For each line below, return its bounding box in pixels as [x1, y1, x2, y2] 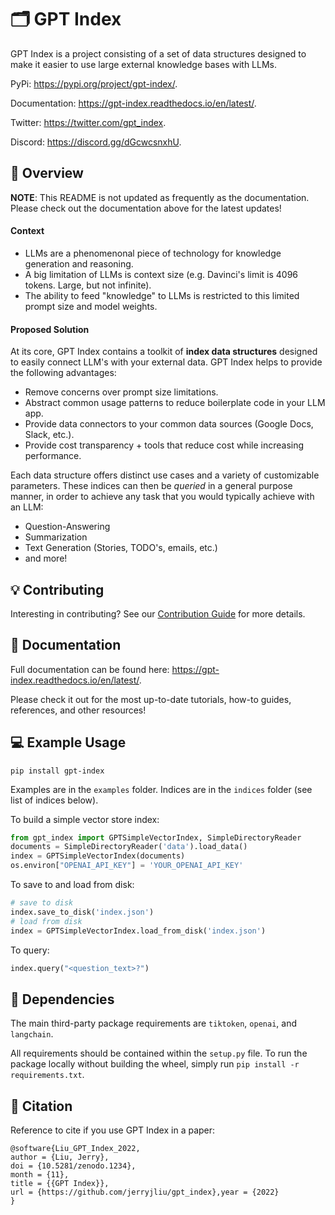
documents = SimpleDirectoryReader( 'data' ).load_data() [10, 842, 248, 852]
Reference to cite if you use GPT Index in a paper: [10, 1124, 216, 1136]
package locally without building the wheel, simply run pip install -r [10, 1058, 300, 1070]
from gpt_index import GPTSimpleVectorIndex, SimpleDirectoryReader [10, 832, 302, 843]
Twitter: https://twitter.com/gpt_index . [10, 116, 167, 128]
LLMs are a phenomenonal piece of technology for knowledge [24, 247, 282, 259]
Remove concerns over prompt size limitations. [24, 386, 219, 398]
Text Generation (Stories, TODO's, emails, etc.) [24, 542, 218, 554]
